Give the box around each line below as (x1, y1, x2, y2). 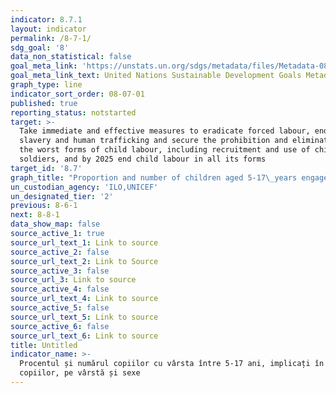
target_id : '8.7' (10, 163, 83, 173)
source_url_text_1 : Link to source (10, 237, 159, 248)
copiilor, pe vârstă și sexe (19, 368, 141, 378)
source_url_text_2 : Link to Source (10, 256, 159, 266)
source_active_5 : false (10, 303, 110, 313)
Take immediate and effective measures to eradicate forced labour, (19, 126, 311, 136)
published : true (10, 98, 78, 108)
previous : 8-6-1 (10, 201, 78, 211)
